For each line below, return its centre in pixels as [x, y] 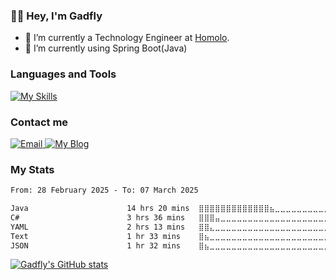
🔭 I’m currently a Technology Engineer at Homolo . [127, 38]
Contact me [39, 122]
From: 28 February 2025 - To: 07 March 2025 [104, 190]
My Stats [32, 169]
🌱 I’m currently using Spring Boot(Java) [106, 48]
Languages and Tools [63, 74]
